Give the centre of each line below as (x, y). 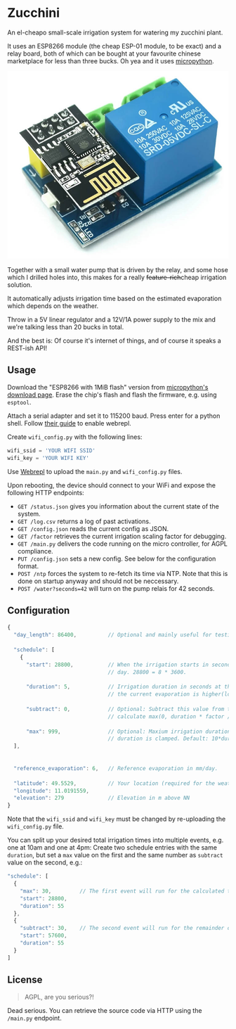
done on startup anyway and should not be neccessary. (98, 581)
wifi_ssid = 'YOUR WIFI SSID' (52, 450)
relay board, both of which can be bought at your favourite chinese (104, 53)
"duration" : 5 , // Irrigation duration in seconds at (123, 687)
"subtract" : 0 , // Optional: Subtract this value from (125, 709)
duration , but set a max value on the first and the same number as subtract (115, 855)
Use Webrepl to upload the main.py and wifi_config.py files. (95, 471)
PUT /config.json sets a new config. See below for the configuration (117, 558)
